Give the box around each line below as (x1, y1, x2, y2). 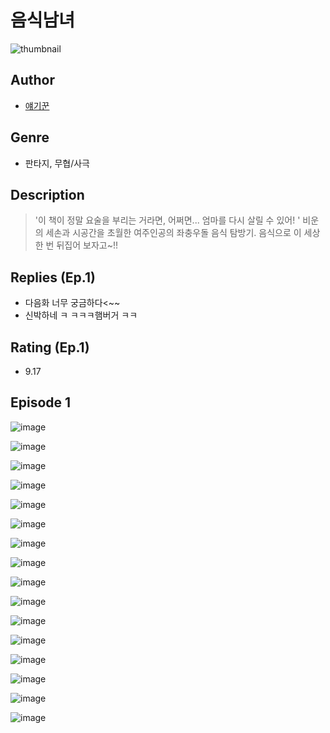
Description (10, 186, 85, 203)
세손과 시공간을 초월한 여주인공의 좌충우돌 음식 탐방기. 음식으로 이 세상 (45, 227, 321, 239)
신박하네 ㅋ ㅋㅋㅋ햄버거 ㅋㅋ (24, 309, 138, 321)
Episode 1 (10, 394, 72, 411)
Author (10, 72, 55, 89)
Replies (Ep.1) (10, 269, 96, 286)
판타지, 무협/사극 (24, 157, 90, 169)
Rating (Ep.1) (10, 339, 90, 356)
